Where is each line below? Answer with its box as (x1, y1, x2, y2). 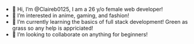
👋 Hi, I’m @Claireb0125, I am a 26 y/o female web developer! (12, 6, 163, 12)
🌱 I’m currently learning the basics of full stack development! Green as (12, 18, 188, 25)
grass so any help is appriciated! (12, 24, 94, 32)
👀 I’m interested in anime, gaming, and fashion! (12, 12, 129, 19)
